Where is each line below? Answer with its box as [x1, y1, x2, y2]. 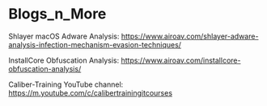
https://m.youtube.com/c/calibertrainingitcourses [8, 88, 172, 97]
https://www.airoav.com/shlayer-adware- [121, 31, 259, 41]
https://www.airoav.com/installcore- [121, 55, 241, 65]
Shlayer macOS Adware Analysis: [8, 31, 120, 41]
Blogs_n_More [8, 5, 107, 23]
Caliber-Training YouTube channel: [8, 79, 124, 89]
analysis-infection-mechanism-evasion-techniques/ [8, 39, 182, 49]
